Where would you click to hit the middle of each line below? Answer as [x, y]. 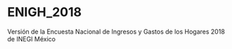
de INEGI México [32, 38]
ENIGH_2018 [45, 12]
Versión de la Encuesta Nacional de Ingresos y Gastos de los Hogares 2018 [116, 31]
